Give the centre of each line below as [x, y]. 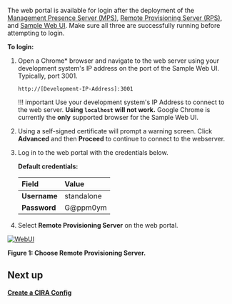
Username [40, 196]
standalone [83, 196]
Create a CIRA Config [40, 293]
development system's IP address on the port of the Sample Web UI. [118, 68]
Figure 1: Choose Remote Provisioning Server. [77, 253]
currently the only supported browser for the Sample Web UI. [108, 117]
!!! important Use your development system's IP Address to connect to [121, 102]
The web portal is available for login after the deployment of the [101, 10]
